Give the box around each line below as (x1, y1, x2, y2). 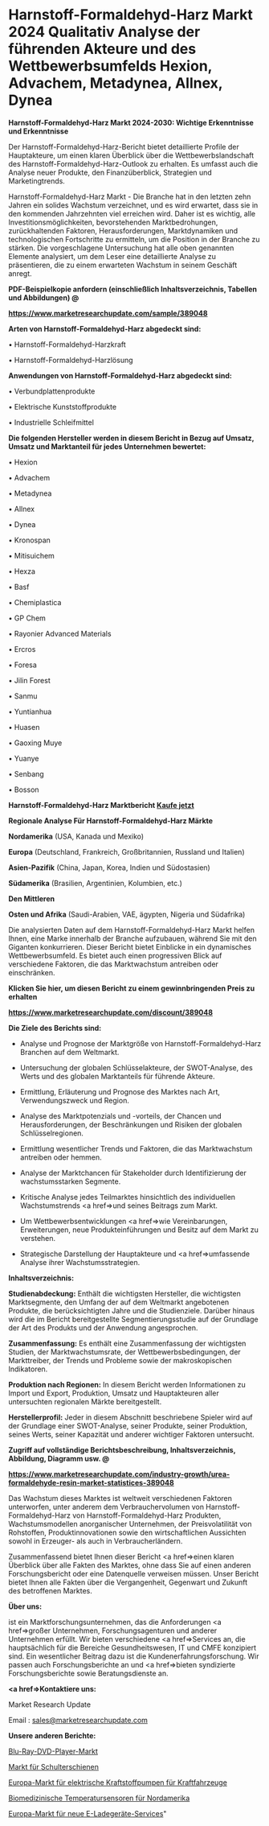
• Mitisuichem (8, 550, 55, 560)
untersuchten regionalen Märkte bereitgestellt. (8, 1396, 162, 1406)
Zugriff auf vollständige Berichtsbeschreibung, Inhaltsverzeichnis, (8, 1445, 236, 1454)
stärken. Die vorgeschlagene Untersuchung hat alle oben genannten (8, 243, 234, 253)
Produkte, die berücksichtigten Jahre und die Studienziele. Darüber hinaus (8, 1305, 255, 1315)
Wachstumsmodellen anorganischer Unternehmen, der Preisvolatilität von (8, 1519, 252, 1528)
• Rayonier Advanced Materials (8, 629, 112, 638)
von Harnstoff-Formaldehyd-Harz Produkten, (71, 1511, 222, 1520)
